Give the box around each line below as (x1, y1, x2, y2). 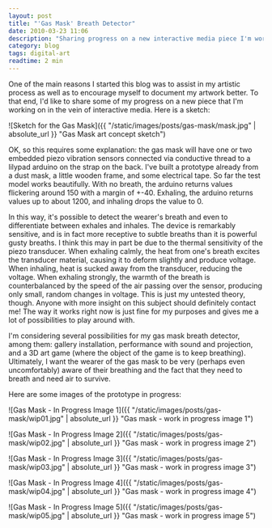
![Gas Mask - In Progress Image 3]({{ (8, 454, 132, 463)
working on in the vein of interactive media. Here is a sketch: (8, 104, 210, 114)
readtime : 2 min (8, 57, 63, 65)
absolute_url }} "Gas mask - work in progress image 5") (71, 510, 257, 520)
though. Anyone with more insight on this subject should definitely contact (8, 298, 257, 307)
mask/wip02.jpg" (8, 437, 66, 447)
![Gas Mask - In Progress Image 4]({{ (8, 478, 132, 488)
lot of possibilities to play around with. (8, 315, 135, 324)
